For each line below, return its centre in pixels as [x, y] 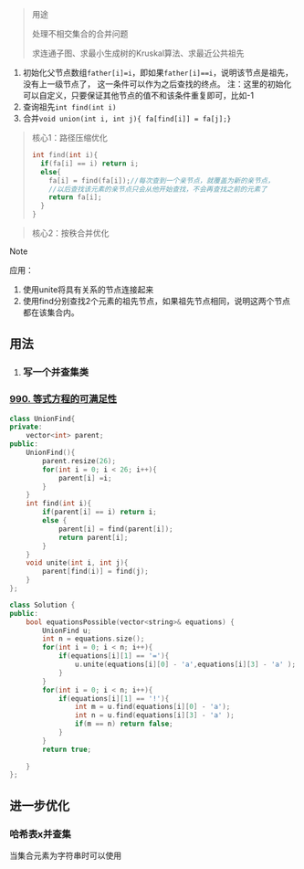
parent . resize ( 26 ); [79, 461]
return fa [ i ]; [75, 197]
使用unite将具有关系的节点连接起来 [88, 290]
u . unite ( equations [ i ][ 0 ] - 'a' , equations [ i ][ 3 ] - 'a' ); [185, 665]
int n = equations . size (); [94, 639]
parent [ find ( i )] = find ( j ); [95, 572]
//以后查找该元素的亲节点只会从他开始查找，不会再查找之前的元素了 [158, 189]
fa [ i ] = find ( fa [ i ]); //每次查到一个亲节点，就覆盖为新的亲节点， [162, 180]
